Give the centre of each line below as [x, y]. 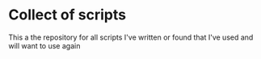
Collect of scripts [67, 15]
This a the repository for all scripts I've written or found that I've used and [131, 37]
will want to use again [44, 45]
